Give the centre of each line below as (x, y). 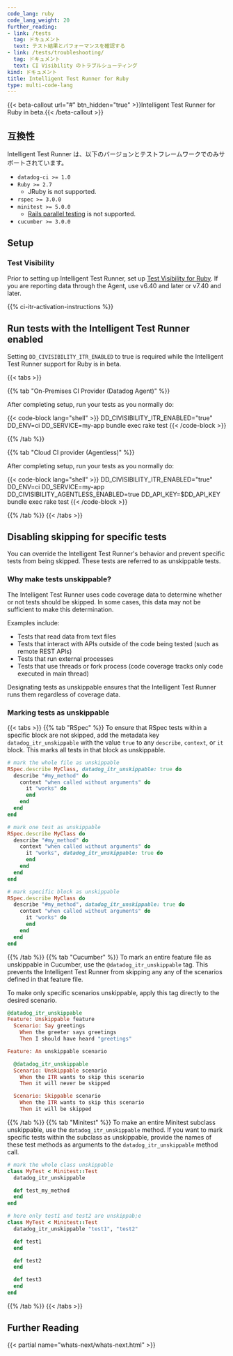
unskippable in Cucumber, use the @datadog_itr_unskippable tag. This (108, 964)
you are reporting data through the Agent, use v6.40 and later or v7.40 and (114, 285)
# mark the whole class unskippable (60, 1165)
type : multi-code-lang (40, 85)
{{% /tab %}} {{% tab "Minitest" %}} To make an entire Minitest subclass (111, 1122)
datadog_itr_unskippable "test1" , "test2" (76, 1229)
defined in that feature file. (45, 979)
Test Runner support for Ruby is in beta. (64, 364)
